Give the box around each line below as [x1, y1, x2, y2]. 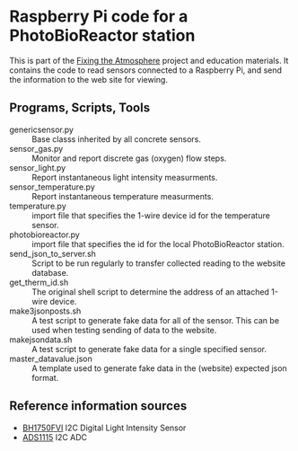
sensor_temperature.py [9, 181, 96, 192]
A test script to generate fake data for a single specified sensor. [31, 343, 267, 354]
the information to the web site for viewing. [9, 74, 169, 84]
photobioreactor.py [9, 229, 81, 240]
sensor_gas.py [9, 143, 64, 154]
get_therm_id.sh [9, 277, 69, 287]
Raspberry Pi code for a [9, 6, 188, 27]
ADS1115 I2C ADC [22, 431, 88, 442]
